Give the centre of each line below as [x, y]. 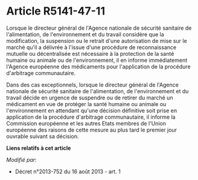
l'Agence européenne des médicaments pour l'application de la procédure [99, 66]
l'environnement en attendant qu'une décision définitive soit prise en [91, 110]
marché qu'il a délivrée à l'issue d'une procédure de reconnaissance [91, 47]
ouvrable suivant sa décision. [43, 136]
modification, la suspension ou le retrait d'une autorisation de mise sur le [97, 41]
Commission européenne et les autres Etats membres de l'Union [86, 123]
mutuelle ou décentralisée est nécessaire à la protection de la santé [90, 53]
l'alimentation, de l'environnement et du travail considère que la [85, 34]
